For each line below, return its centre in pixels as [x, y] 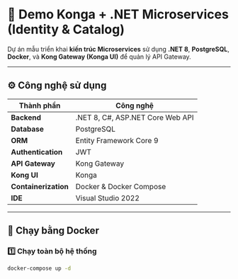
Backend [26, 118]
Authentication [37, 152]
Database [28, 129]
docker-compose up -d [39, 268]
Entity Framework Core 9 [117, 140]
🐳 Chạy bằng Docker [53, 230]
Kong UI [25, 175]
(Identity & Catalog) [66, 29]
